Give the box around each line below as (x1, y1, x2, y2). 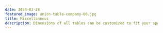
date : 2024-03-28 (5, 7, 40, 12)
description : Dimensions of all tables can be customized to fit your (5, 20, 151, 26)
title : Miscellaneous (5, 16, 49, 21)
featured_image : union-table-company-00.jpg (5, 12, 97, 16)
